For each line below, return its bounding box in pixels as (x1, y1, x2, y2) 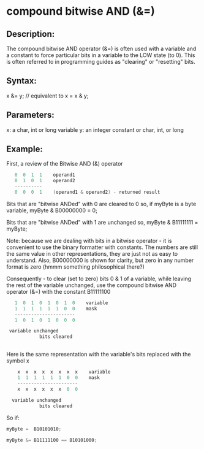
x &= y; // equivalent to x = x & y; (6, 92, 89, 99)
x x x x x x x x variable (17, 369, 111, 375)
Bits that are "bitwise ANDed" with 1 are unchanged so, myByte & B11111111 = (6, 218, 198, 226)
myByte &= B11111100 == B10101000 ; (6, 437, 97, 443)
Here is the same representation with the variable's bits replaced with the (6, 351, 191, 358)
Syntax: (6, 75, 37, 86)
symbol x (6, 357, 29, 364)
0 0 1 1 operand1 (14, 172, 75, 178)
